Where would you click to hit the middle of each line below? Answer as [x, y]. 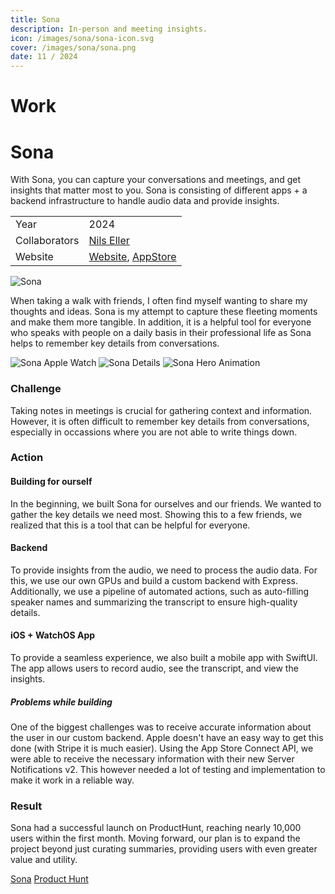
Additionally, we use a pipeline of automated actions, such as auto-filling [160, 591]
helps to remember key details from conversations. [115, 343]
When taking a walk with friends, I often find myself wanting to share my [159, 301]
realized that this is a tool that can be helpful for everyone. [130, 525]
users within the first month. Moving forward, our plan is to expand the [155, 838]
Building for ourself [51, 482]
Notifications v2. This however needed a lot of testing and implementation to [168, 770]
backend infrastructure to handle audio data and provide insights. [145, 201]
